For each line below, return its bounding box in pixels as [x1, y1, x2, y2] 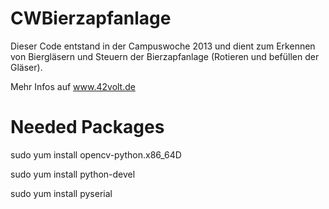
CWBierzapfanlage [10, 7, 172, 30]
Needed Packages [10, 116, 165, 139]
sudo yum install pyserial [10, 187, 113, 199]
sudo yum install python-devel [10, 168, 136, 180]
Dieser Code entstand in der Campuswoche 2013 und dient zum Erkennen [10, 40, 316, 52]
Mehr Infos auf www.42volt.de [10, 80, 136, 92]
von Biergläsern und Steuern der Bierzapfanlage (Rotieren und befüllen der [10, 50, 320, 62]
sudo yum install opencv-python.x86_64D [10, 148, 182, 161]
